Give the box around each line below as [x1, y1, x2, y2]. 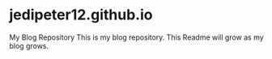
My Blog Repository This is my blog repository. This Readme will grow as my [9, 32, 264, 42]
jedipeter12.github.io [9, 6, 153, 24]
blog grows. [9, 40, 49, 50]
